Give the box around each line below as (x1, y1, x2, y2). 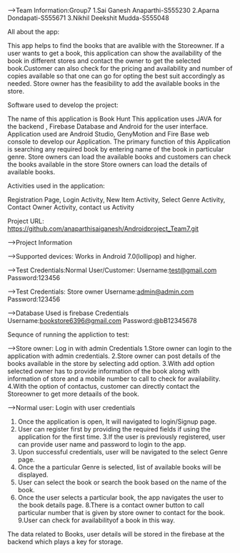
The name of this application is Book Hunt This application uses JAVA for (7, 114, 222, 123)
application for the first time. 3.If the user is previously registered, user (17, 432, 226, 441)
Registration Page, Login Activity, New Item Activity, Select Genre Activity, (7, 196, 226, 204)
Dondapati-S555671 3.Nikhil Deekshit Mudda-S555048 (7, 14, 169, 22)
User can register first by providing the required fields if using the (17, 425, 211, 433)
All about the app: (7, 28, 59, 36)
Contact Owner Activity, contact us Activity (7, 203, 134, 211)
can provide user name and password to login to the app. (17, 440, 186, 449)
